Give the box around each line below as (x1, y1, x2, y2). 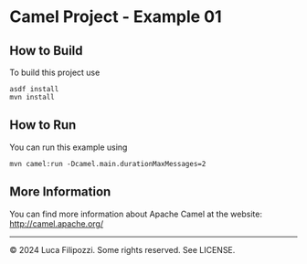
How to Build (9, 43, 84, 58)
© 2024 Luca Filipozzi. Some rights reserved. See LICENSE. (9, 244, 236, 255)
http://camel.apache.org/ (9, 217, 103, 229)
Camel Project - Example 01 (9, 6, 222, 27)
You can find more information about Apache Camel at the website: (9, 208, 263, 219)
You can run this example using (9, 142, 128, 153)
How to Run (9, 117, 77, 133)
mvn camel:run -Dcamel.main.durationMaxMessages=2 (9, 159, 206, 168)
